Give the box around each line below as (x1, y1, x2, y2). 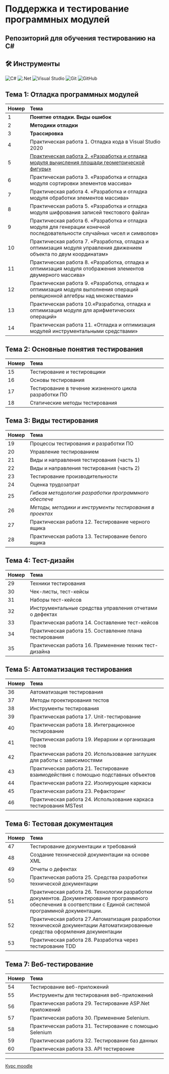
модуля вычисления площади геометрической (30, 159, 145, 166)
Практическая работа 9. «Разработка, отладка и (30, 280, 149, 287)
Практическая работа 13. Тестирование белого (30, 532, 147, 540)
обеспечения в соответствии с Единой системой (30, 901, 150, 908)
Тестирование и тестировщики (30, 368, 106, 375)
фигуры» (30, 165, 51, 172)
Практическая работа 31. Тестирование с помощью (30, 1022, 158, 1030)
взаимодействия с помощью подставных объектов (30, 771, 156, 778)
